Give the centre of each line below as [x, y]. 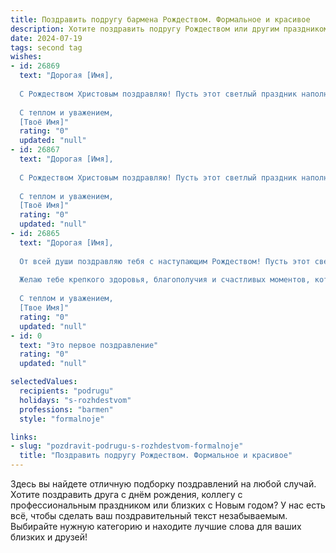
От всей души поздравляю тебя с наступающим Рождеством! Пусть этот [165, 261]
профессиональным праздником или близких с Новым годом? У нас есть [168, 505]
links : [24, 437]
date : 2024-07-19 [46, 38]
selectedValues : [44, 382]
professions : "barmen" [66, 409]
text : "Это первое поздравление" [89, 345]
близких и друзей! [49, 537]
